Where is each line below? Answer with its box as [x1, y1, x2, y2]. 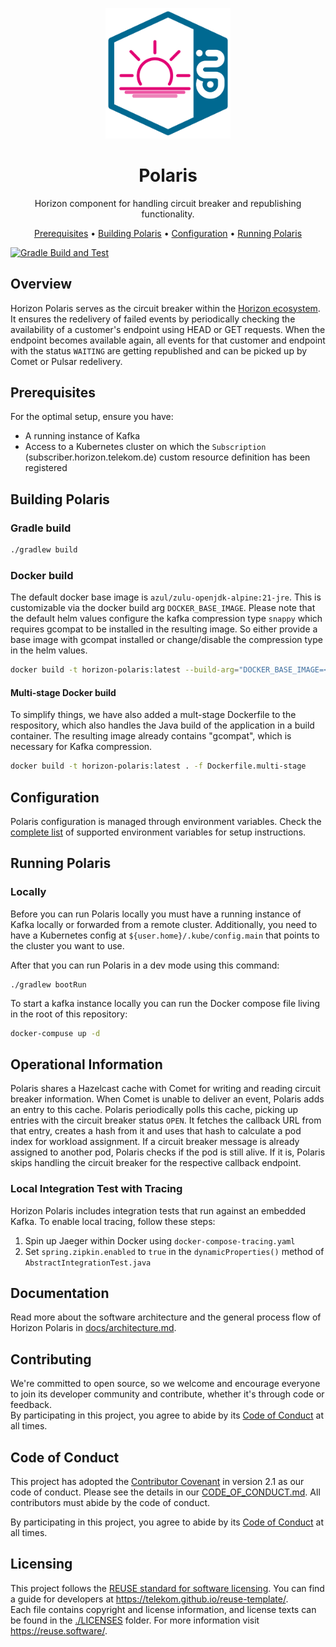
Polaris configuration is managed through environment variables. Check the [10, 815, 322, 827]
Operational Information [10, 1056, 163, 1073]
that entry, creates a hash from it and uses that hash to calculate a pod [10, 1125, 302, 1137]
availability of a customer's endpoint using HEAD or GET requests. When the [10, 323, 326, 335]
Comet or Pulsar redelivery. [10, 355, 123, 367]
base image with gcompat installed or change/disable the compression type [10, 634, 323, 646]
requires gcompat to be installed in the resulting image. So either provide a [10, 623, 318, 635]
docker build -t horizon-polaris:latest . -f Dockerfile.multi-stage [10, 761, 307, 772]
